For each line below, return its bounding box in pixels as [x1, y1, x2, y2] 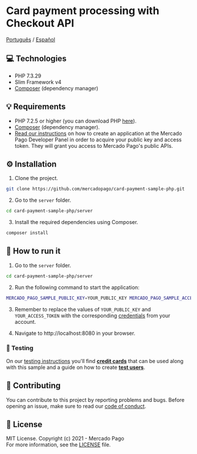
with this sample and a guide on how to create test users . [6, 364, 145, 371]
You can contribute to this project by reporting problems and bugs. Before [6, 396, 185, 403]
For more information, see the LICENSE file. [6, 441, 111, 448]
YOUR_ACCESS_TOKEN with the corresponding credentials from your [14, 312, 171, 319]
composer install [6, 230, 49, 236]
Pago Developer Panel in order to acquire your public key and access [14, 136, 182, 143]
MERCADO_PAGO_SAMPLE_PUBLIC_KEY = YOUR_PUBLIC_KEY [6, 295, 127, 301]
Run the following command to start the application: [14, 283, 140, 291]
